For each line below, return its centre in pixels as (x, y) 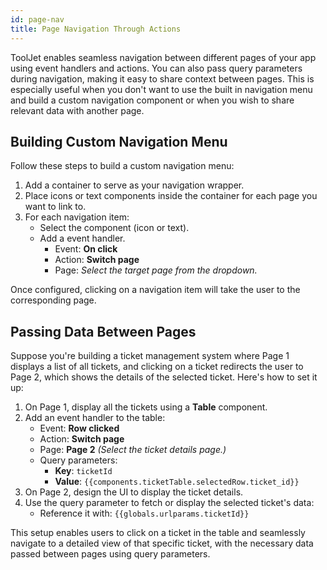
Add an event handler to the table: (95, 418)
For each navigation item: (77, 217)
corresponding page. (53, 300)
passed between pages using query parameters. (110, 554)
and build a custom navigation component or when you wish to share (152, 100)
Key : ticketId (83, 471)
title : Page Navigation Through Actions (96, 29)
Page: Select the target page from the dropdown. (156, 270)
